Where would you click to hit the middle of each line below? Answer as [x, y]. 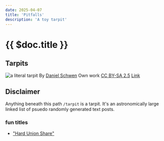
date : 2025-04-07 [24, 10]
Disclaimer [23, 91]
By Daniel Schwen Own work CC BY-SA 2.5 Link [89, 76]
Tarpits [17, 63]
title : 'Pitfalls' [25, 15]
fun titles [17, 123]
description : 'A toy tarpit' [36, 19]
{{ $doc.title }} [37, 45]
